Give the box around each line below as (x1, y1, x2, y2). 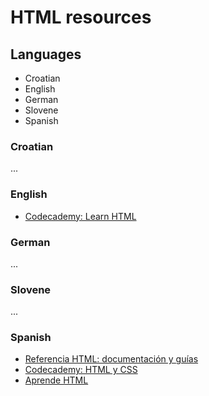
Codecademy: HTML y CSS (24, 364, 138, 376)
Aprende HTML (24, 374, 89, 386)
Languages (10, 46, 82, 63)
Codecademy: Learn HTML (24, 210, 137, 222)
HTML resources (10, 6, 152, 29)
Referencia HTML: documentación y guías (24, 353, 199, 365)
